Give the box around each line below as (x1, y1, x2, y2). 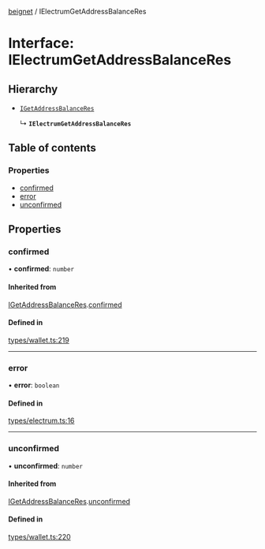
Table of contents (8, 141, 96, 155)
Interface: (8, 35, 75, 52)
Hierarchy (8, 82, 58, 95)
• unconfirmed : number (8, 461, 83, 470)
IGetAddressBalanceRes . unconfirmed (8, 496, 131, 506)
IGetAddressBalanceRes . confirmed (8, 300, 122, 309)
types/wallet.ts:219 (8, 335, 69, 345)
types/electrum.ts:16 (8, 416, 75, 425)
